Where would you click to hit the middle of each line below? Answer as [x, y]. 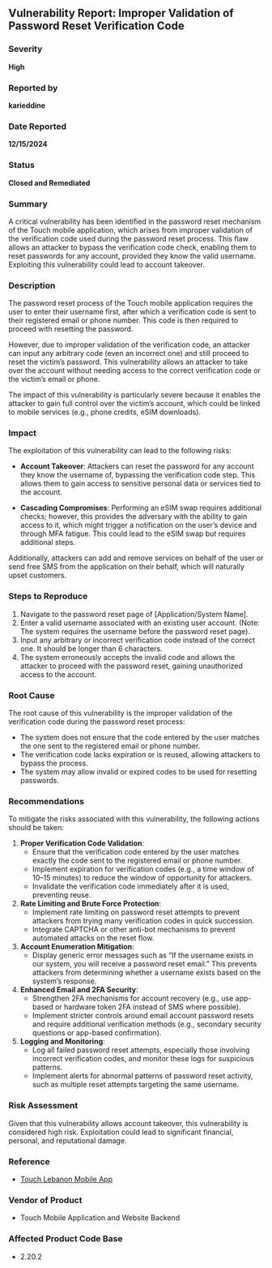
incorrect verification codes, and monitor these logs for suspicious [143, 1059]
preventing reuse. [62, 895]
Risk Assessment [43, 1106]
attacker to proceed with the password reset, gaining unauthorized [131, 666]
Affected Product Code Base [66, 1239]
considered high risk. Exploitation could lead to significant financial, [121, 1132]
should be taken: [36, 828]
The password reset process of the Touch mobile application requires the [131, 303]
